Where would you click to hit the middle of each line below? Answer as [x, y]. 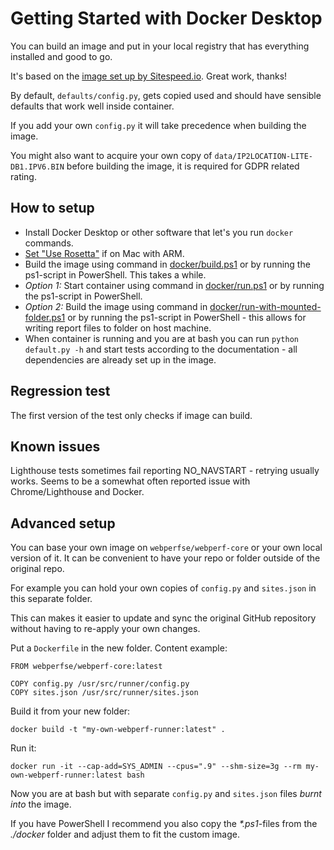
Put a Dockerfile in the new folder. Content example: [119, 648]
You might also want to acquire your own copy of [111, 155]
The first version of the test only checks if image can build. [131, 415]
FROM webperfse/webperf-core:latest [86, 667]
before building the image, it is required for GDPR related [183, 166]
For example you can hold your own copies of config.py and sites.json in [163, 588]
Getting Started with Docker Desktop [166, 18]
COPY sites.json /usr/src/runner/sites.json [104, 693]
